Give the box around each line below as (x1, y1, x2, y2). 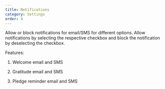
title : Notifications (5, 7, 50, 12)
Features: (5, 50, 25, 56)
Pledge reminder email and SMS (12, 78, 78, 84)
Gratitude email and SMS (12, 69, 63, 75)
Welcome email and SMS (12, 59, 63, 65)
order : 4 (5, 16, 23, 21)
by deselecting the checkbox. (5, 40, 66, 46)
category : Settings (5, 12, 45, 17)
